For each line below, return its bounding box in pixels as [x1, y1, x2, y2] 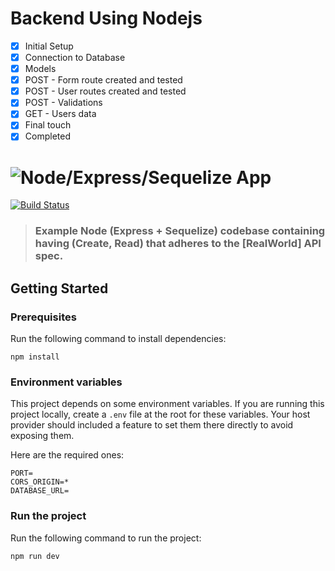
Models [24, 63, 57, 75]
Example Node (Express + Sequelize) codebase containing [34, 224, 326, 238]
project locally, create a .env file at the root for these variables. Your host [10, 408, 311, 421]
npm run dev [10, 551, 60, 561]
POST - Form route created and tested [24, 74, 183, 86]
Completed [24, 130, 71, 142]
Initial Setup [24, 40, 74, 52]
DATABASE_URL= [10, 486, 70, 496]
